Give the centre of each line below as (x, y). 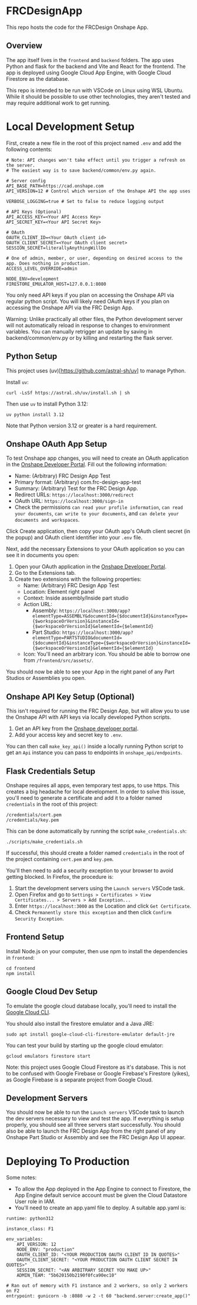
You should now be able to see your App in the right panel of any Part (90, 672)
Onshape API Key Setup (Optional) (71, 697)
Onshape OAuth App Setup (57, 444)
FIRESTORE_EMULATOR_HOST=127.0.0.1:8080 (56, 284)
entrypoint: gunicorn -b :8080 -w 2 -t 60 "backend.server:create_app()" (98, 1296)
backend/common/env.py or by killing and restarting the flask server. (90, 338)
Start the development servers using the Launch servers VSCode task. (100, 888)
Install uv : (18, 382)
